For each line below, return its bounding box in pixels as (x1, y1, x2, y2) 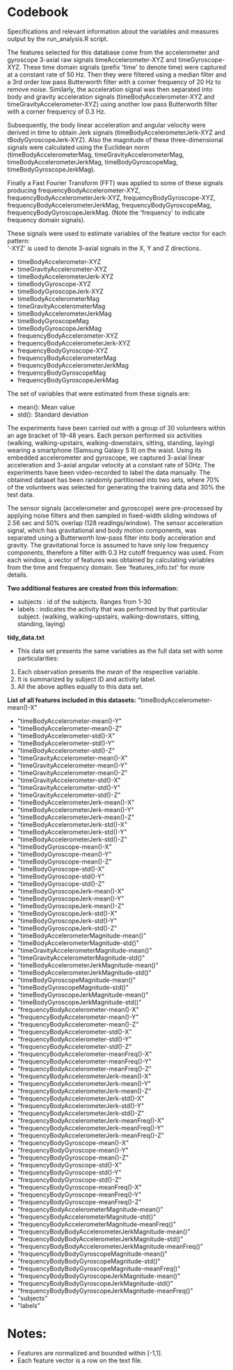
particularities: (17, 654, 59, 662)
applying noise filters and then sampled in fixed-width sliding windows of (7, 511, 217, 520)
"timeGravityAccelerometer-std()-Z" (17, 791, 121, 799)
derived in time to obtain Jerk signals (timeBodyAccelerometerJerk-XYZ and (7, 128, 226, 137)
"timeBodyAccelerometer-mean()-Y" (17, 717, 122, 725)
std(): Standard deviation (17, 410, 89, 419)
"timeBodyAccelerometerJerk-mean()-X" (17, 798, 135, 807)
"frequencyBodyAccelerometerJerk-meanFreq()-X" (17, 1116, 165, 1125)
